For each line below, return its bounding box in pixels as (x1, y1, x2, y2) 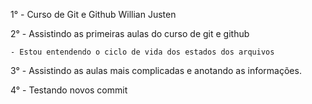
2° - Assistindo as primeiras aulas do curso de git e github (10, 28, 250, 39)
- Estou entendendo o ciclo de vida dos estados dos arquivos (10, 47, 275, 57)
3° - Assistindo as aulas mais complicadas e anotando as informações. (10, 65, 302, 76)
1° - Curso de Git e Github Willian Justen (10, 9, 177, 20)
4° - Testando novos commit (10, 84, 128, 96)
